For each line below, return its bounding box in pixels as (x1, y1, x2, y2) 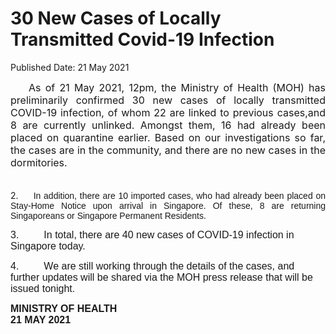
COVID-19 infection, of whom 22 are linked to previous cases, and (10, 105, 326, 119)
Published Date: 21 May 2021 (10, 61, 130, 73)
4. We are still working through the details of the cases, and (10, 260, 295, 272)
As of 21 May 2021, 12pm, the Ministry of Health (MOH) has (28, 80, 326, 94)
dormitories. (10, 155, 68, 169)
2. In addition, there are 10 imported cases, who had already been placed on (10, 189, 326, 201)
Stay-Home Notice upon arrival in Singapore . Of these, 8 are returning (10, 200, 327, 211)
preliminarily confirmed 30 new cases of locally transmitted (10, 93, 326, 107)
